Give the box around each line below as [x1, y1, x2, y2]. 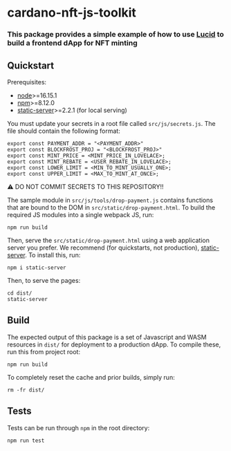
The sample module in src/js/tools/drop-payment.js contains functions [7, 196, 213, 204]
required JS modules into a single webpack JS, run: [7, 210, 154, 219]
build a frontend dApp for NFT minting [7, 38, 138, 48]
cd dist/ [7, 289, 33, 297]
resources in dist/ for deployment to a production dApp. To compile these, [7, 340, 221, 349]
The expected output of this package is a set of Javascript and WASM [7, 333, 207, 341]
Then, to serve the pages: [7, 276, 81, 284]
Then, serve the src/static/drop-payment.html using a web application [7, 236, 210, 244]
